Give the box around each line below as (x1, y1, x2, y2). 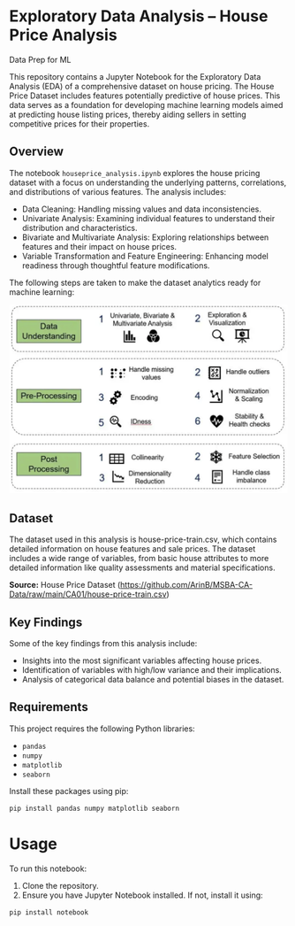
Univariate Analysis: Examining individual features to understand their (21, 212, 276, 223)
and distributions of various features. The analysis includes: (9, 186, 227, 197)
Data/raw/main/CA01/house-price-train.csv (9, 589, 167, 599)
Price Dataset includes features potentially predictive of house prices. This (9, 90, 281, 101)
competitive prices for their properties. (9, 118, 150, 129)
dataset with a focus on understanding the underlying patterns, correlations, (9, 177, 287, 188)
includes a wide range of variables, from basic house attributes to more (9, 553, 269, 564)
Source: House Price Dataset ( (9, 580, 121, 590)
